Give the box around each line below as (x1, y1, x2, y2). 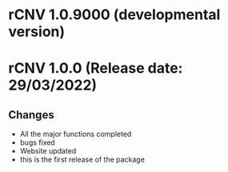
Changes (8, 108, 54, 122)
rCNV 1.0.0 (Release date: (8, 59, 183, 78)
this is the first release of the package (19, 154, 146, 165)
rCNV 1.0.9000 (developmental (8, 6, 221, 24)
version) (8, 22, 66, 41)
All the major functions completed (19, 130, 132, 139)
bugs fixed (19, 138, 56, 147)
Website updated (19, 146, 77, 156)
